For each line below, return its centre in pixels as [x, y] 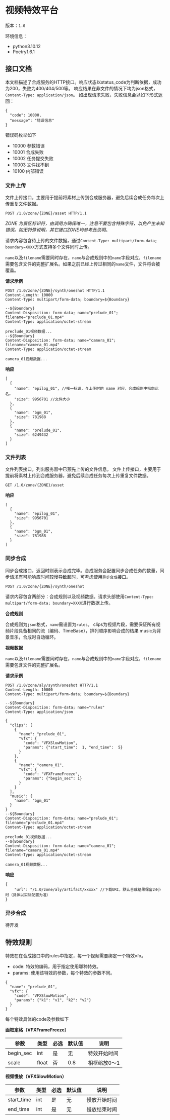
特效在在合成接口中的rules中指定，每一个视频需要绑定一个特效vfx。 [76, 955]
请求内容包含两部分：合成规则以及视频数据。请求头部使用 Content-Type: [80, 596]
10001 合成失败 [28, 152]
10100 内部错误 [28, 171]
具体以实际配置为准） [31, 895]
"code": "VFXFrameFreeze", [52, 774]
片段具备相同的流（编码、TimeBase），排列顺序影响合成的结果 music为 [83, 630]
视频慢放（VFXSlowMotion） [36, 1076]
